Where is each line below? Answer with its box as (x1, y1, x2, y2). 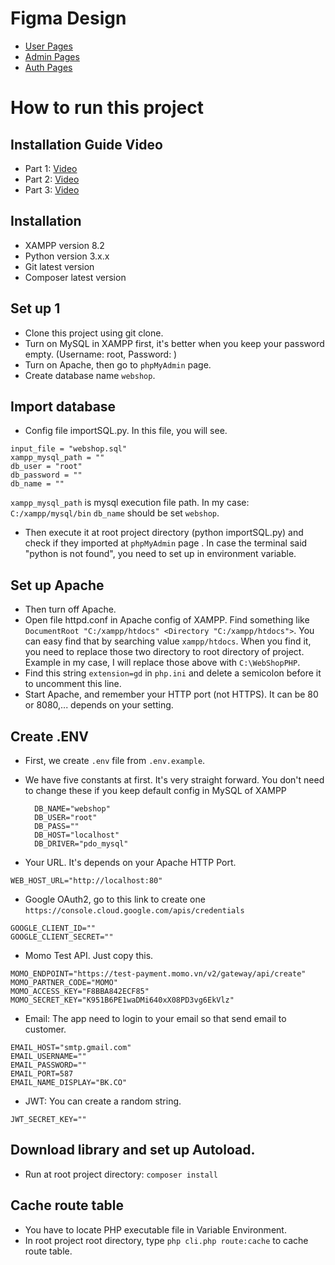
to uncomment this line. (24, 678, 122, 690)
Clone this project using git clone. (24, 327, 164, 339)
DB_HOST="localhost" (34, 830, 120, 840)
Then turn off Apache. (24, 603, 117, 616)
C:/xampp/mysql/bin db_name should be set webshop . (10, 507, 220, 519)
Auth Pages (24, 61, 73, 73)
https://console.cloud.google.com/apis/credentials (24, 906, 245, 916)
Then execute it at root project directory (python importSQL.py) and (24, 527, 304, 539)
